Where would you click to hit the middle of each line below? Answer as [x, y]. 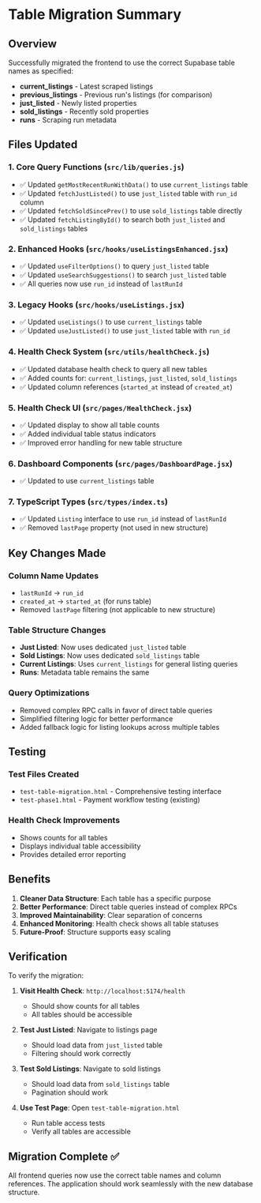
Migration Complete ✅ [64, 1156]
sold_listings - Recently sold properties [84, 111]
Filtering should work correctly [81, 1054]
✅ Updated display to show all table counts [89, 425]
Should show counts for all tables [86, 1006]
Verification [38, 956]
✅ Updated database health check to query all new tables [113, 369]
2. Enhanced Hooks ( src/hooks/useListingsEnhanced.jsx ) [118, 249]
